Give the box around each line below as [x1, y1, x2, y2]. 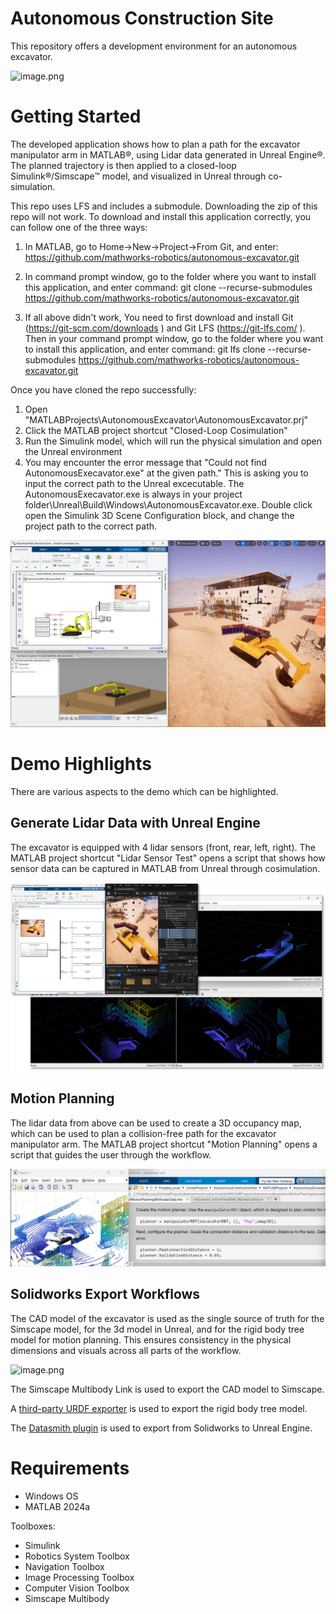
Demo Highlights [10, 753, 152, 776]
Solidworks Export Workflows [10, 1286, 201, 1303]
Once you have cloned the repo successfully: [10, 383, 197, 396]
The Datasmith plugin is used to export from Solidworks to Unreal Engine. [10, 1422, 313, 1434]
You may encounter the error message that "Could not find [24, 456, 267, 468]
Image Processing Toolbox [24, 1571, 135, 1583]
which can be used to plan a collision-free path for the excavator [10, 1127, 277, 1139]
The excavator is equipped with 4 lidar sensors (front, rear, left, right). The [10, 841, 316, 853]
